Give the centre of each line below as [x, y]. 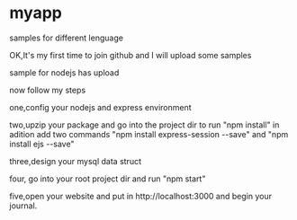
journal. [23, 206]
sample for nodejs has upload [64, 72]
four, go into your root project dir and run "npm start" [108, 179]
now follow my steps [48, 90]
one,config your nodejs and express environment [100, 107]
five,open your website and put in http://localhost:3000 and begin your [141, 196]
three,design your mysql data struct [76, 161]
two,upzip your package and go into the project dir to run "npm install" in [144, 125]
